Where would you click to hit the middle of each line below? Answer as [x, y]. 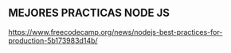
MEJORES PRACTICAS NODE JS [89, 13]
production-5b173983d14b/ [53, 40]
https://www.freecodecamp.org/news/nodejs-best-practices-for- [115, 32]
